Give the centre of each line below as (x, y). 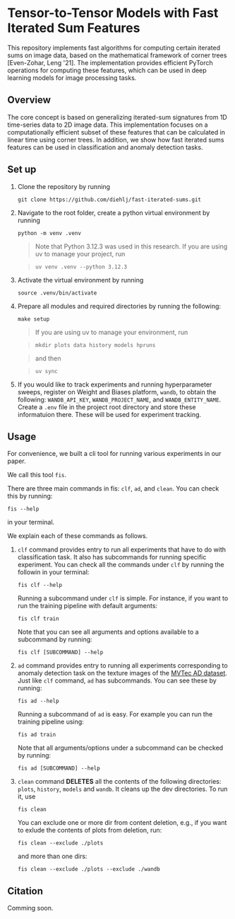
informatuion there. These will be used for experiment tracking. (109, 414)
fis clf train (38, 619)
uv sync (46, 371)
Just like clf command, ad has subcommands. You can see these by (117, 680)
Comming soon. (30, 908)
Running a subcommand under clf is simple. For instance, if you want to (123, 598)
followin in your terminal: (53, 572)
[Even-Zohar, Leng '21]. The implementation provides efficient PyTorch (110, 62)
